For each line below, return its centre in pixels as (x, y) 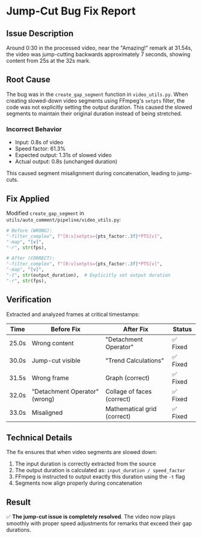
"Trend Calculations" (134, 360)
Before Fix (66, 329)
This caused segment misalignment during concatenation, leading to (91, 173)
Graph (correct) (127, 377)
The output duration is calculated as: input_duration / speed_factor (100, 470)
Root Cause (29, 80)
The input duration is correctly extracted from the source (85, 464)
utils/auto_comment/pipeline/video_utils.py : (64, 219)
